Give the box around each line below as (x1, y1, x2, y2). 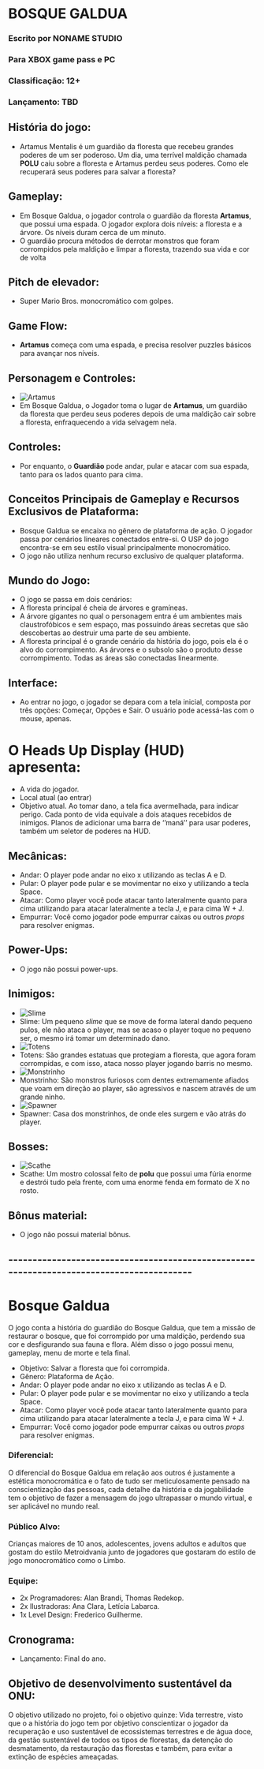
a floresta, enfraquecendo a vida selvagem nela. (19, 417, 177, 427)
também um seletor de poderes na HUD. (19, 826, 151, 836)
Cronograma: (8, 1632, 75, 1646)
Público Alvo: (8, 1520, 61, 1532)
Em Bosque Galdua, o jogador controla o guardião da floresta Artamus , (19, 211, 252, 220)
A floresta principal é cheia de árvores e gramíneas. (19, 603, 188, 612)
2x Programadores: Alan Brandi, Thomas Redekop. (19, 1593, 184, 1603)
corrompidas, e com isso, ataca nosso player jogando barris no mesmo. (19, 1058, 253, 1068)
